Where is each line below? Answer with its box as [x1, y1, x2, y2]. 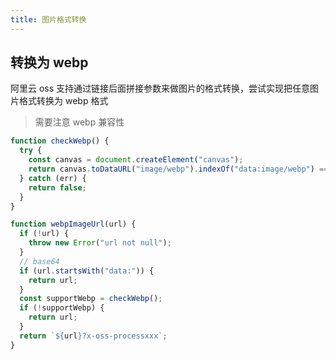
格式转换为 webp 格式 [18, 95, 109, 107]
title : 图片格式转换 [10, 14, 87, 25]
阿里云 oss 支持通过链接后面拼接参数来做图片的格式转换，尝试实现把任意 [10, 82, 311, 95]
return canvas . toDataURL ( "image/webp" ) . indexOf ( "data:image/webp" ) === [28, 164, 333, 175]
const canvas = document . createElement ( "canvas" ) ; [28, 155, 244, 165]
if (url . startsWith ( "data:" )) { [19, 266, 155, 276]
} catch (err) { [19, 173, 87, 183]
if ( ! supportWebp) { [19, 303, 105, 313]
